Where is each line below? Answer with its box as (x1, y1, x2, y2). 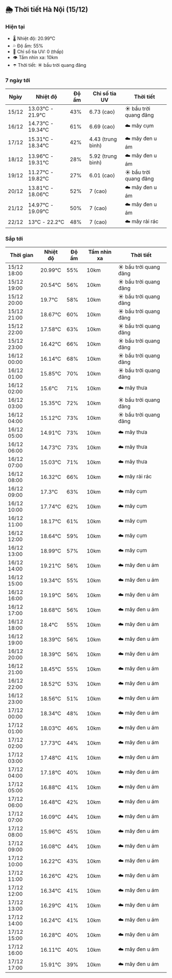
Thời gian (10, 252, 34, 259)
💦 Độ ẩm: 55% (12, 43, 44, 49)
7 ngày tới (5, 77, 31, 84)
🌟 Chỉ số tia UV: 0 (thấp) (12, 48, 64, 54)
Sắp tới (5, 235, 23, 242)
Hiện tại (5, 23, 25, 30)
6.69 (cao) (89, 123, 115, 130)
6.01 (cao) (89, 172, 115, 179)
